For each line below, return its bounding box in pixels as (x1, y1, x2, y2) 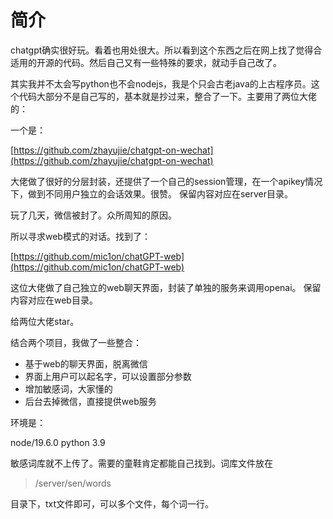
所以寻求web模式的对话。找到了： (10, 230, 151, 242)
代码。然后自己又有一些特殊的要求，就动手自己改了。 (62, 56, 282, 68)
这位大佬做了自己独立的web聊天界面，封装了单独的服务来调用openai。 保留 (10, 281, 322, 293)
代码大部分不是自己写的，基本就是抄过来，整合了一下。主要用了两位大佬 (18, 90, 317, 102)
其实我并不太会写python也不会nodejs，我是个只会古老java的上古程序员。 (10, 77, 312, 90)
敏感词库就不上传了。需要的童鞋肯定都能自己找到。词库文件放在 (10, 457, 273, 469)
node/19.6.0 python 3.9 (10, 436, 106, 448)
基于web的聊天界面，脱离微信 (24, 357, 148, 370)
